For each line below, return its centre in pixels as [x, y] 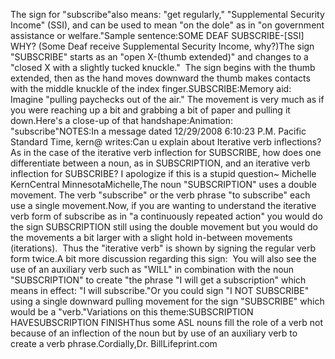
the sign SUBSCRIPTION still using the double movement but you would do [164, 227]
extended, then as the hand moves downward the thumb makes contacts [160, 78]
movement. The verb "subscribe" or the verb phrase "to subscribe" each [160, 195]
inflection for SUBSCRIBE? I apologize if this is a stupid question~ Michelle [163, 173]
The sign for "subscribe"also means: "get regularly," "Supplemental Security [167, 14]
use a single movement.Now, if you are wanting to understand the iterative [163, 205]
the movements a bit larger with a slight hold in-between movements [151, 237]
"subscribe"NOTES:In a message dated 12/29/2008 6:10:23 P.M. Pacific [158, 131]
